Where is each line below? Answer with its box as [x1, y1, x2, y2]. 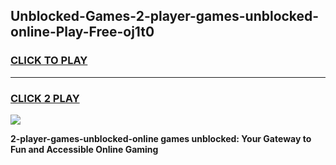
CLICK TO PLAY [10, 54, 88, 68]
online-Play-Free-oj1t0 [10, 24, 155, 41]
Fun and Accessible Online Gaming [10, 143, 159, 155]
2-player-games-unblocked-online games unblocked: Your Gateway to [10, 132, 312, 144]
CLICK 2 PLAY [10, 91, 80, 105]
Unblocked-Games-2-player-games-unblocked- [10, 8, 320, 25]
